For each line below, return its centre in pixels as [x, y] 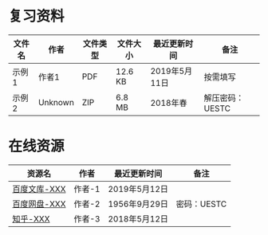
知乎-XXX [31, 218]
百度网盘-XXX [39, 204]
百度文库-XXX [39, 189]
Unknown [56, 102]
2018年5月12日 [138, 218]
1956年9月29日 [138, 204]
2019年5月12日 [138, 189]
